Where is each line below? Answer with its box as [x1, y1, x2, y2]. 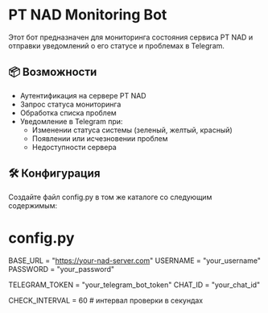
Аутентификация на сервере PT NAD [19, 90, 146, 100]
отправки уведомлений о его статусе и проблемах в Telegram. [8, 40, 225, 50]
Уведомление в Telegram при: [19, 116, 123, 126]
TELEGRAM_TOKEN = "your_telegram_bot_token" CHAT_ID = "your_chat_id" [8, 280, 261, 290]
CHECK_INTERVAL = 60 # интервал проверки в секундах [8, 295, 204, 305]
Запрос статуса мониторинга [19, 99, 122, 109]
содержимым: [8, 200, 58, 211]
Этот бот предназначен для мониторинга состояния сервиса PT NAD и [8, 32, 254, 42]
